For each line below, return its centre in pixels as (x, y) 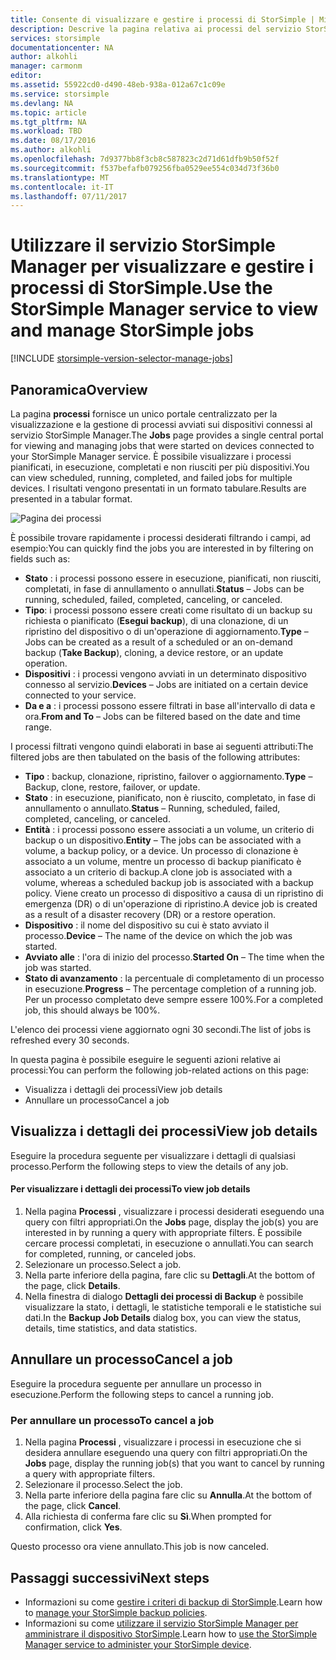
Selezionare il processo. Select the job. (103, 1485)
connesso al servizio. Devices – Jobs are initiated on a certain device (166, 684)
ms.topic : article (48, 112)
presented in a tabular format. (71, 499)
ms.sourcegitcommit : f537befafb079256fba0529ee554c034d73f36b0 (145, 168)
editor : (26, 76)
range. (38, 727)
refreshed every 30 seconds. (70, 1040)
